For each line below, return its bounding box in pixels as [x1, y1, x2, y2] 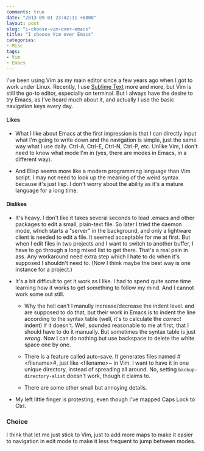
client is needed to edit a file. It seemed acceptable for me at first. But [15, 233, 191, 241]
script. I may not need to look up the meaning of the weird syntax [15, 174, 179, 181]
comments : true [6, 9, 45, 15]
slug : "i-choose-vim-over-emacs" [6, 26, 91, 32]
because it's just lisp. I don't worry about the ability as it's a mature [15, 180, 184, 187]
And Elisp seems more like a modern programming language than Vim [15, 167, 191, 174]
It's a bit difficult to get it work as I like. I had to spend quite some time [15, 277, 191, 284]
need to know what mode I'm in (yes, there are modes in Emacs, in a [15, 149, 187, 156]
